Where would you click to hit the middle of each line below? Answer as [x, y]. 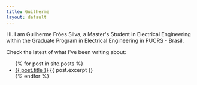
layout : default [26, 17]
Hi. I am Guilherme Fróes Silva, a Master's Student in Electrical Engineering [99, 34]
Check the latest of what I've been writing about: [66, 52]
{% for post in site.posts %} [49, 64]
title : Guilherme [28, 12]
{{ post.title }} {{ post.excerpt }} [54, 70]
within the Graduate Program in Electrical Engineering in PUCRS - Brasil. [95, 40]
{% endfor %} [32, 76]
